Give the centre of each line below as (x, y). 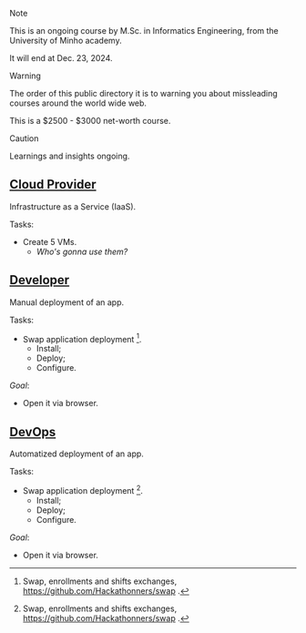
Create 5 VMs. (50, 241)
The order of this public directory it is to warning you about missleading (143, 93)
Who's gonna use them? (82, 251)
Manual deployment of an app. (67, 302)
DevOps (33, 432)
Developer (40, 280)
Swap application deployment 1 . (82, 338)
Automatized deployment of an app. (76, 454)
